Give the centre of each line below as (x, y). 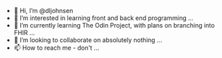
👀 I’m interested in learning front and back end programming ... (104, 18)
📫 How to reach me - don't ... (56, 48)
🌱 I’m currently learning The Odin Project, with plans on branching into (114, 25)
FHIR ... (24, 32)
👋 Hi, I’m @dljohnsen (43, 11)
